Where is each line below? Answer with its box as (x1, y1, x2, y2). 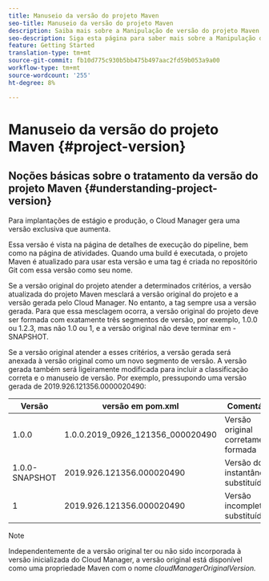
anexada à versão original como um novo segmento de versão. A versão (8, 356, 247, 365)
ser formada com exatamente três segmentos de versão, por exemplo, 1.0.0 (8, 314, 258, 325)
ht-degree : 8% (8, 79, 56, 87)
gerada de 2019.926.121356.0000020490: (8, 381, 147, 391)
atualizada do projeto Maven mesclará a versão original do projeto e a (8, 289, 239, 299)
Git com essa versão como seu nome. (8, 265, 134, 275)
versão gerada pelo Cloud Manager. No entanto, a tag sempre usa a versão (8, 297, 257, 307)
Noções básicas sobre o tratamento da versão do (8, 169, 259, 183)
